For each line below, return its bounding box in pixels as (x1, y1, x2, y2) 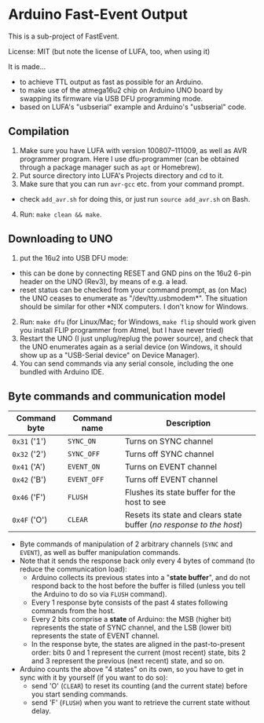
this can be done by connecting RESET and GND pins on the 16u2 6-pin (19, 268, 251, 278)
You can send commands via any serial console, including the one (19, 359, 234, 368)
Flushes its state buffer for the (124, 487, 236, 498)
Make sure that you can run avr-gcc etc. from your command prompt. (19, 179, 244, 188)
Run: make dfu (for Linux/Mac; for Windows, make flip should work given (19, 316, 256, 327)
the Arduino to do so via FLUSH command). (31, 590, 167, 599)
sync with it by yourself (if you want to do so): (19, 673, 168, 682)
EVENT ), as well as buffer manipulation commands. (19, 548, 181, 557)
